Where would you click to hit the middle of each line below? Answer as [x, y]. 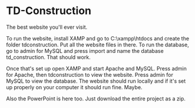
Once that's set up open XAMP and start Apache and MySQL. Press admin [96, 68]
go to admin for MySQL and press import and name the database [85, 50]
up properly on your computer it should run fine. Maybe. [74, 87]
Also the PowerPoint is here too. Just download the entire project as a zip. [96, 99]
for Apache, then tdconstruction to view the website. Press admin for [90, 75]
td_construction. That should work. [48, 57]
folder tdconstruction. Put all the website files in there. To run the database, [98, 45]
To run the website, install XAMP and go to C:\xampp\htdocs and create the [98, 38]
